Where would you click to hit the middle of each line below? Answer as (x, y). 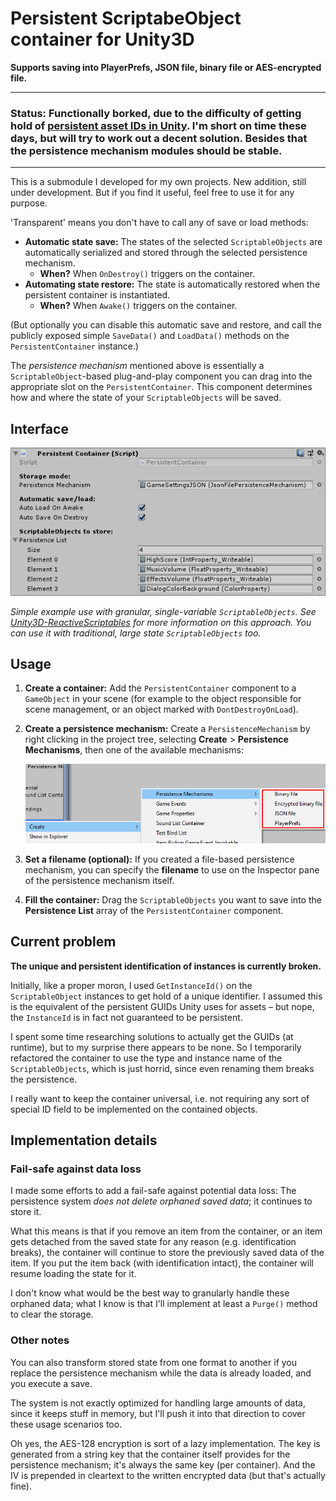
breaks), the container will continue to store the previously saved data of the (167, 1253)
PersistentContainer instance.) (75, 346)
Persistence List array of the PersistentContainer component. (154, 910)
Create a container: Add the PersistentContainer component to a (160, 688)
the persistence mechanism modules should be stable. (146, 150)
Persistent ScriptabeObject (126, 18)
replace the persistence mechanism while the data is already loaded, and (161, 1373)
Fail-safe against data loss (76, 1169)
